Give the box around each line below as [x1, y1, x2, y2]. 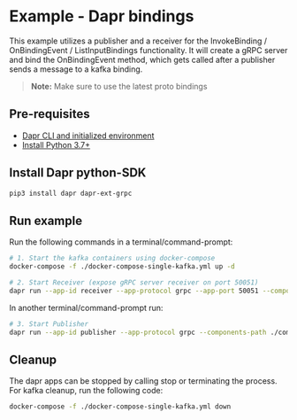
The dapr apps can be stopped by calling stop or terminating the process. [9, 376, 278, 386]
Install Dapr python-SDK [9, 166, 147, 181]
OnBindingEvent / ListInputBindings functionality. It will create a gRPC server [9, 44, 288, 55]
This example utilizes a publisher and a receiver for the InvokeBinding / [9, 35, 268, 46]
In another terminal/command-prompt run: [9, 302, 164, 313]
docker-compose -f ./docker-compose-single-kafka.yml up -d [9, 262, 236, 271]
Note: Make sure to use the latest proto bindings [30, 81, 208, 91]
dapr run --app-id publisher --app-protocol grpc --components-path [9, 328, 267, 337]
